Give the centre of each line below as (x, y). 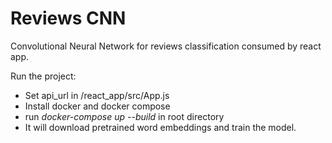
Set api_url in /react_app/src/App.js (97, 95)
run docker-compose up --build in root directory (124, 116)
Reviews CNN (68, 18)
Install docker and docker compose (97, 106)
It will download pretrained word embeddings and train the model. (160, 127)
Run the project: (43, 76)
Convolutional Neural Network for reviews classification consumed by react (166, 46)
